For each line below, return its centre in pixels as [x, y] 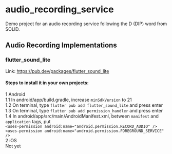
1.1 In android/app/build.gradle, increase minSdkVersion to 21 [69, 100]
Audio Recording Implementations [61, 45]
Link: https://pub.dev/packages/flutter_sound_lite [57, 71]
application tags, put [28, 121]
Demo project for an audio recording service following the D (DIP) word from [86, 24]
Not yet [13, 146]
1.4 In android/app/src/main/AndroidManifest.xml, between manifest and [82, 116]
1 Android [15, 94]
